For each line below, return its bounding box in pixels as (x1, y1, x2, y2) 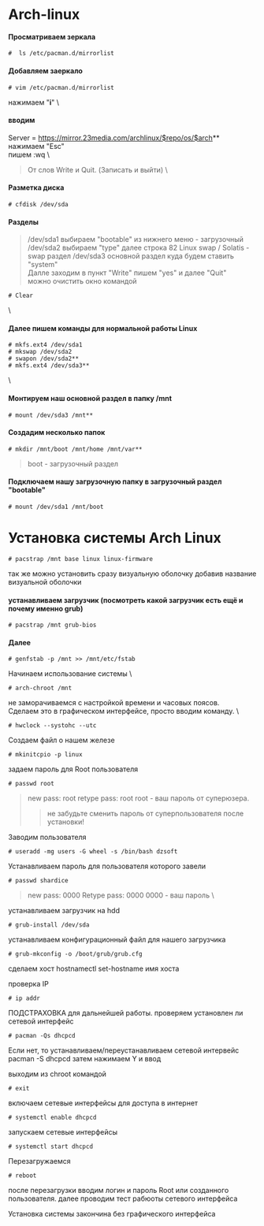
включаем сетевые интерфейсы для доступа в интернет (8, 1098, 199, 1108)
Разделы (8, 217, 39, 226)
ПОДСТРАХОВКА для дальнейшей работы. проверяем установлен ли (8, 1009, 244, 1018)
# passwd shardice (8, 877, 69, 885)
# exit (8, 1085, 30, 1093)
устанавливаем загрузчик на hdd (8, 906, 121, 916)
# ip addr (8, 994, 41, 1002)
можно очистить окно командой (27, 277, 137, 286)
